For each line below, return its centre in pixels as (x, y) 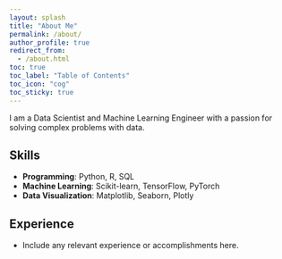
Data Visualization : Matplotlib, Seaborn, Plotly (108, 196)
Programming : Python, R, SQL (78, 177)
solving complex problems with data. (77, 127)
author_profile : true (50, 42)
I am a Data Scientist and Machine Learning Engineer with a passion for (141, 118)
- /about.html (43, 59)
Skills (25, 155)
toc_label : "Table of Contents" (69, 76)
